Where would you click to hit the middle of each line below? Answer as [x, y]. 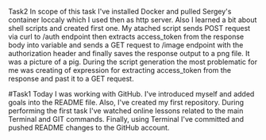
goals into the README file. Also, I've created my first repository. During [126, 102]
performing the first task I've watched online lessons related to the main [126, 111]
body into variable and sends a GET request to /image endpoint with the [126, 45]
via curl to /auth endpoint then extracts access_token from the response [126, 36]
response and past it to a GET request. [71, 79]
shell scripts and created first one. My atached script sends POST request [129, 28]
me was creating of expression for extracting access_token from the [120, 70]
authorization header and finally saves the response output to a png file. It [129, 53]
